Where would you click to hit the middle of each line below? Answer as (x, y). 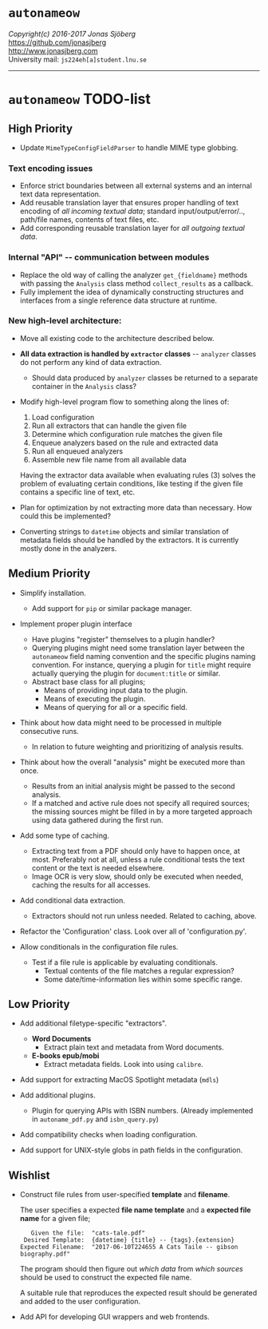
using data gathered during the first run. (97, 819)
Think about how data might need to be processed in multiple (120, 722)
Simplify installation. (53, 593)
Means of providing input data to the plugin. (116, 690)
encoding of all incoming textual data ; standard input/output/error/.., (132, 211)
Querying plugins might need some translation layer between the (138, 648)
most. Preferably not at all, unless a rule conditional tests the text (138, 859)
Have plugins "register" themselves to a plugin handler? (123, 639)
